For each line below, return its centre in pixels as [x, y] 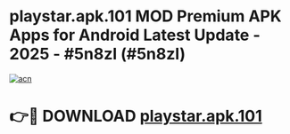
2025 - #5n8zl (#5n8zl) [97, 54]
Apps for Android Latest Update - [135, 35]
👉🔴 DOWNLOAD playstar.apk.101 [136, 116]
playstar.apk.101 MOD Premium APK [145, 16]
